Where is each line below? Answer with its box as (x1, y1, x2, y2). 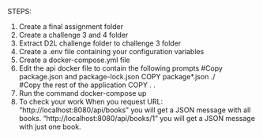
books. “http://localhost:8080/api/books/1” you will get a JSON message (18, 114, 256, 123)
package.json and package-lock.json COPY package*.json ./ (18, 72, 216, 81)
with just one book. (18, 122, 81, 131)
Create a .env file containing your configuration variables (18, 47, 205, 56)
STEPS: (7, 7, 32, 16)
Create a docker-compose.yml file (18, 55, 131, 64)
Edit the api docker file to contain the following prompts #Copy (18, 64, 223, 73)
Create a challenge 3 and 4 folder (18, 31, 129, 39)
